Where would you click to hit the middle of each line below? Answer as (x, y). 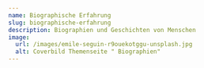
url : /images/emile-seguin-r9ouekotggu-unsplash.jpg (104, 45)
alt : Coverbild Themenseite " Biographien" (88, 52)
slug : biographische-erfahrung (60, 23)
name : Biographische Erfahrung (60, 15)
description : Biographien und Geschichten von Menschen (102, 30)
